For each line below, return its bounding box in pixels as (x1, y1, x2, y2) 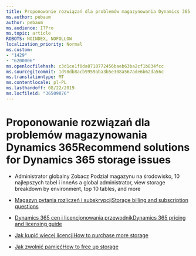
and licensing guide (14, 220, 63, 227)
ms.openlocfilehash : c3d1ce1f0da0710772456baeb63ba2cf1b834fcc (6, 63, 164, 69)
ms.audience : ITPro (6, 25, 54, 31)
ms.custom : (6, 47, 33, 53)
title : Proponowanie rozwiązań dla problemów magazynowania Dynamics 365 (6, 8, 191, 15)
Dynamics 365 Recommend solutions (6, 140, 190, 154)
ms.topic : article (6, 31, 51, 36)
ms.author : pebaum (6, 14, 51, 20)
